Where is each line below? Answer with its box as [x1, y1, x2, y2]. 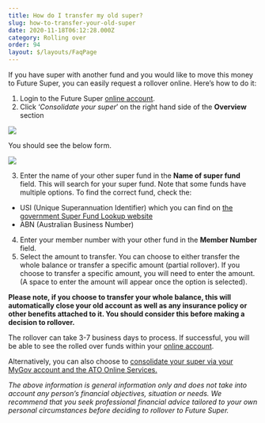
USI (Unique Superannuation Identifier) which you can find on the [19, 203, 233, 212]
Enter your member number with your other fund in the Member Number [19, 235, 258, 244]
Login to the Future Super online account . [19, 94, 156, 103]
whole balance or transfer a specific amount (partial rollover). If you [19, 260, 240, 270]
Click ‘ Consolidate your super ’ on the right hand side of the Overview [19, 102, 247, 111]
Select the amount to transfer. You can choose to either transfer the [19, 252, 240, 261]
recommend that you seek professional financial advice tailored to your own [8, 397, 258, 406]
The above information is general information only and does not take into [8, 380, 248, 390]
